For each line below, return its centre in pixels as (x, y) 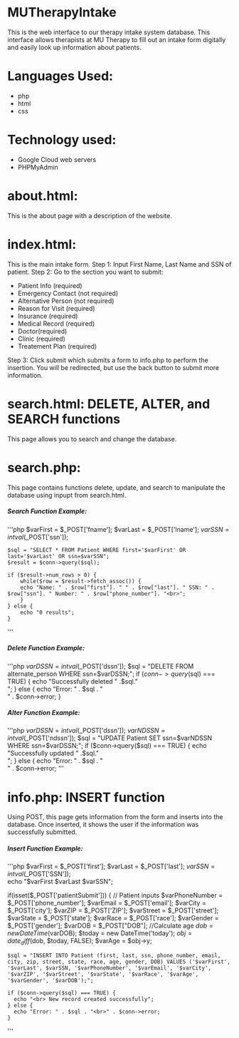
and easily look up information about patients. (74, 47)
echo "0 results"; (47, 612)
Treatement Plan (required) (57, 346)
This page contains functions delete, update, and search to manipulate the (116, 487)
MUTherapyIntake (62, 12)
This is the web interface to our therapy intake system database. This (109, 32)
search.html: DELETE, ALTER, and (109, 404)
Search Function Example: (47, 511)
